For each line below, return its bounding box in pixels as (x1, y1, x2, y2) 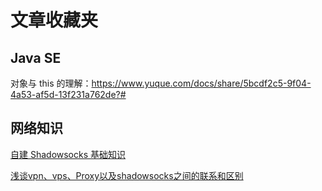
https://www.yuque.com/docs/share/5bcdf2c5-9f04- (91, 77, 312, 89)
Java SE (10, 49, 62, 66)
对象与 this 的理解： (10, 77, 92, 89)
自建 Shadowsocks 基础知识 (10, 148, 127, 160)
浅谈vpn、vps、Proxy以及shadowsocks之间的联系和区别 (10, 169, 244, 181)
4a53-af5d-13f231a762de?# (10, 89, 127, 100)
